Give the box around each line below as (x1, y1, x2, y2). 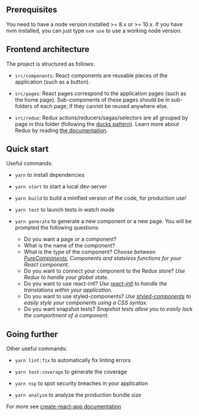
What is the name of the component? (23, 242, 115, 249)
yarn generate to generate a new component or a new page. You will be (14, 218, 192, 225)
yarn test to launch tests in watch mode (14, 206, 115, 213)
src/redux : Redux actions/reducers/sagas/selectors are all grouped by (14, 114, 188, 121)
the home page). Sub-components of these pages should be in (14, 96, 170, 103)
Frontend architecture (6, 44, 90, 54)
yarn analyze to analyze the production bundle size (14, 391, 142, 399)
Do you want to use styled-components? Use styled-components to (23, 293, 191, 300)
